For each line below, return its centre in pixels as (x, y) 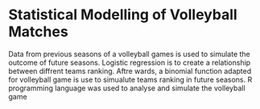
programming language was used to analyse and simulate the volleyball (127, 88)
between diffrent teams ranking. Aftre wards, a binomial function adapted (130, 71)
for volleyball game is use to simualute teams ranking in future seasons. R (130, 79)
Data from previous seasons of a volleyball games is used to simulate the (130, 54)
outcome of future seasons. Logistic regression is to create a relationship (130, 63)
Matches (38, 32)
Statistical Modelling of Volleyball (123, 15)
